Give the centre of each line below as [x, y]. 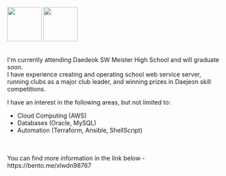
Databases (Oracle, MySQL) [57, 123]
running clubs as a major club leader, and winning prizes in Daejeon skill [109, 81]
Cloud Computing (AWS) [52, 115]
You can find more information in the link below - [76, 158]
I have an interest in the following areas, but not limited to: [89, 102]
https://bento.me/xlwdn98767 [49, 165]
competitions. [26, 89]
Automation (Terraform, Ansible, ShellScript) [80, 130]
